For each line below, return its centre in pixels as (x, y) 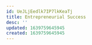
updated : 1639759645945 (36, 28)
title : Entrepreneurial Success (46, 17)
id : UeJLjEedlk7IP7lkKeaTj (39, 11)
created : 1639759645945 (36, 33)
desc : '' (17, 22)
